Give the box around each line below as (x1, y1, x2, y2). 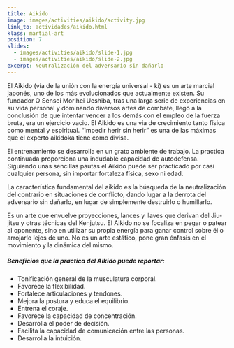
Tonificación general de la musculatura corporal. (17, 274, 157, 283)
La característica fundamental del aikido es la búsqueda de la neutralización (7, 182, 226, 191)
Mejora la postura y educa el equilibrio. (17, 296, 131, 305)
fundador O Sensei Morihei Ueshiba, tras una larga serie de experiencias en (7, 96, 226, 105)
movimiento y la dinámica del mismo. (7, 240, 114, 249)
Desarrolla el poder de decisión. (17, 319, 110, 327)
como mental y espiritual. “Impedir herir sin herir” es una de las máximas (7, 126, 217, 134)
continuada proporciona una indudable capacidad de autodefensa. (7, 154, 199, 163)
